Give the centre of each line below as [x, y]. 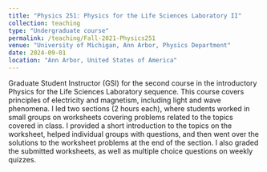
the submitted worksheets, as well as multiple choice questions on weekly [131, 151]
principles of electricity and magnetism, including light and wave [115, 100]
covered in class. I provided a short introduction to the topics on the [120, 126]
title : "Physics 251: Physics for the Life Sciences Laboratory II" [125, 16]
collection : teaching [44, 23]
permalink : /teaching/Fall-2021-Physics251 [82, 38]
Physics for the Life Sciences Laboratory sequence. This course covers [126, 91]
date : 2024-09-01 [37, 53]
